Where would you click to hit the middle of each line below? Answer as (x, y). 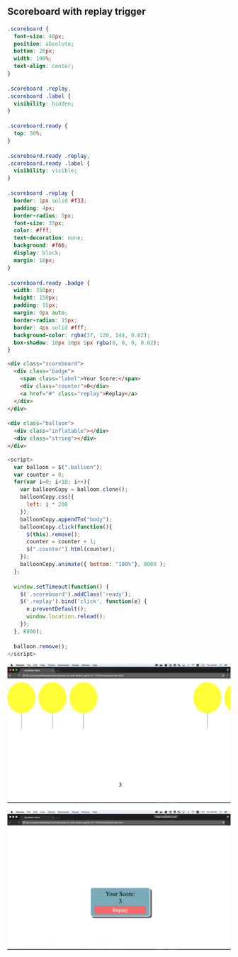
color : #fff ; (33, 231)
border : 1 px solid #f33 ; (50, 200)
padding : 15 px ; (36, 305)
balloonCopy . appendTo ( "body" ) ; (66, 519)
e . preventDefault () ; (56, 609)
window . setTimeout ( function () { (62, 587)
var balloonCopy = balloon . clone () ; (74, 489)
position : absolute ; (44, 44)
